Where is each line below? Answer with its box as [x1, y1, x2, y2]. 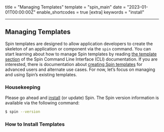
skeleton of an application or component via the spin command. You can [5, 46, 151, 51]
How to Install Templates [5, 121, 65, 128]
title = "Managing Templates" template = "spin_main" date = [5, 4, 126, 10]
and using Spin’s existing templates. [5, 71, 77, 77]
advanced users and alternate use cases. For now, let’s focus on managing [5, 66, 155, 72]
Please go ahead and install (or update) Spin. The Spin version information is [5, 95, 159, 101]
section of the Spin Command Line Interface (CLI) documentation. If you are [5, 56, 158, 62]
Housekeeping [5, 83, 41, 90]
